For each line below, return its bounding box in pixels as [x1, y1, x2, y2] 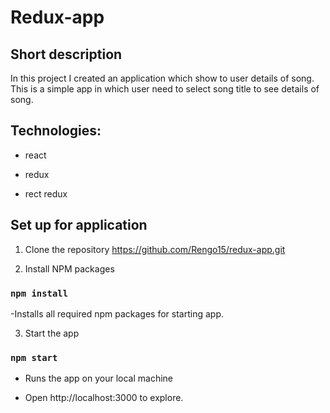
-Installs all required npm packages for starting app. [10, 307, 225, 320]
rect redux [24, 187, 68, 200]
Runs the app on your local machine [24, 372, 173, 385]
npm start [10, 352, 58, 363]
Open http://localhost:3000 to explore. [24, 392, 184, 404]
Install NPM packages [24, 262, 115, 275]
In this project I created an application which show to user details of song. [10, 72, 315, 84]
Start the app [24, 327, 80, 339]
